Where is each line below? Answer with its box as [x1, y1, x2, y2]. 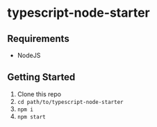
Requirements [7, 33, 69, 45]
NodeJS [17, 51, 41, 59]
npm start [17, 113, 47, 120]
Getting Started [7, 71, 76, 83]
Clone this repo [17, 89, 61, 98]
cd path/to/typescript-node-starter [17, 98, 124, 105]
